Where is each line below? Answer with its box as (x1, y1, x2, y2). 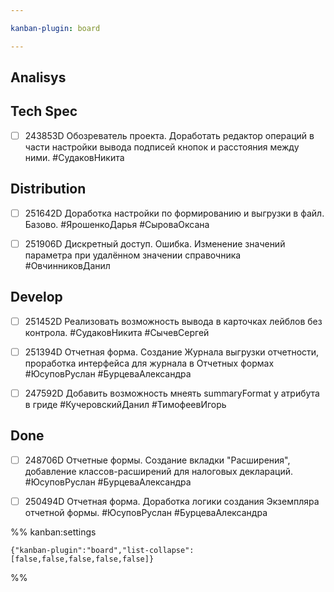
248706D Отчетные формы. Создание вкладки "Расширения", (24, 454, 291, 466)
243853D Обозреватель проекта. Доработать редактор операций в (24, 129, 315, 141)
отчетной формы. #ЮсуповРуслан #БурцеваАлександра (24, 506, 268, 518)
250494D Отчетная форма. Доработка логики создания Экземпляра (24, 495, 320, 507)
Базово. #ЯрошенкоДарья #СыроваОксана (24, 218, 210, 230)
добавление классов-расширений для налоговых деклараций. (24, 465, 294, 477)
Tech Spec (10, 103, 78, 120)
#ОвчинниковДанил (24, 259, 111, 271)
